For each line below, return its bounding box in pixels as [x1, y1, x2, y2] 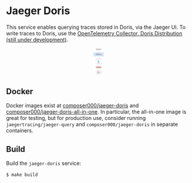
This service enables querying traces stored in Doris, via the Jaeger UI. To [6, 24, 186, 31]
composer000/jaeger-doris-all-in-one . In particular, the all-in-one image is [6, 108, 187, 115]
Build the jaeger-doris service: [6, 160, 82, 167]
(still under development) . [6, 36, 69, 43]
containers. [6, 127, 33, 134]
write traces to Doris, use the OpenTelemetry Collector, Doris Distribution [6, 29, 183, 36]
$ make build [6, 172, 38, 178]
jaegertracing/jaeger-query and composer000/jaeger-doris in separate [6, 121, 178, 128]
